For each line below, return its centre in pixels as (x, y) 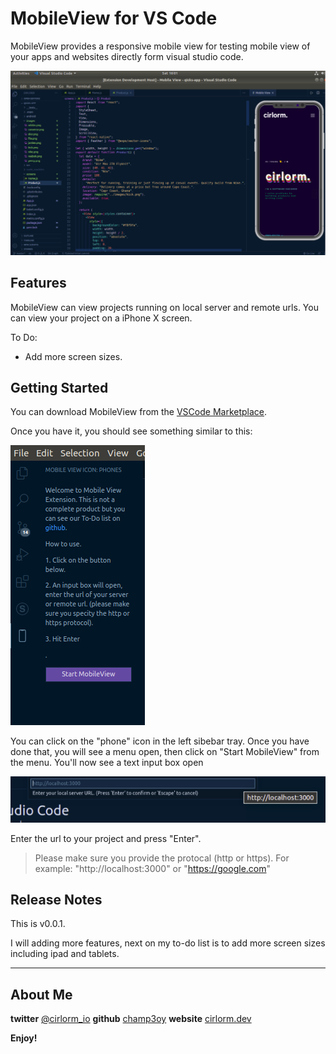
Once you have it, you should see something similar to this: (131, 431)
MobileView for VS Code (114, 18)
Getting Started (59, 387)
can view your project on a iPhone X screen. (101, 318)
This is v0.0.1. (38, 924)
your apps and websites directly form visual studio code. (127, 56)
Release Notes (56, 899)
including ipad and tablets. (65, 954)
